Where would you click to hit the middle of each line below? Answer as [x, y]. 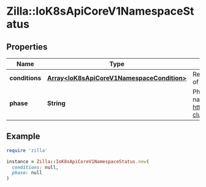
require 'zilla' [27, 150]
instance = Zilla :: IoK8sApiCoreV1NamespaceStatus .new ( [78, 161]
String [56, 103]
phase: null [27, 173]
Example [23, 137]
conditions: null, [36, 167]
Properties [27, 47]
